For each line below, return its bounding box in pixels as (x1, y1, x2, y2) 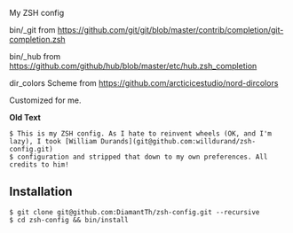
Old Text (9, 113, 42, 122)
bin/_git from (9, 25, 56, 35)
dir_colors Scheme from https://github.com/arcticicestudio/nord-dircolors (9, 78, 279, 88)
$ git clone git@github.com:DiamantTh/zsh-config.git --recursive (9, 207, 260, 216)
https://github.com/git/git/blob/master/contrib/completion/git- (57, 25, 284, 35)
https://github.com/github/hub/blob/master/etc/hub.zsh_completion (9, 61, 257, 71)
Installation (9, 184, 73, 199)
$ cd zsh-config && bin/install (9, 215, 129, 224)
